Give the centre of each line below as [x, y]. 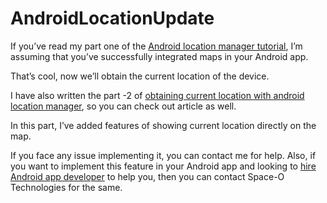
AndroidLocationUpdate [112, 18]
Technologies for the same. [66, 187]
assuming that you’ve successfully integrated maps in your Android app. [159, 56]
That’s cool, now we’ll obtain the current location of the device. [140, 76]
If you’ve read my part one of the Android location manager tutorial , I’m [156, 46]
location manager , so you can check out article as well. [123, 106]
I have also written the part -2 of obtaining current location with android [157, 95]
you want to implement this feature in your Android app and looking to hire [163, 166]
